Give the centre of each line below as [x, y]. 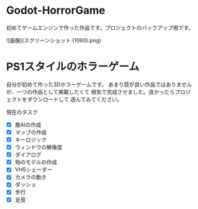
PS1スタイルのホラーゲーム [73, 67]
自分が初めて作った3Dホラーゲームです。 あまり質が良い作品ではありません [99, 84]
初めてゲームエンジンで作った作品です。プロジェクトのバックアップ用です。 [100, 27]
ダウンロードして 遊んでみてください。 [74, 99]
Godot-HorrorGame [56, 10]
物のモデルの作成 [36, 162]
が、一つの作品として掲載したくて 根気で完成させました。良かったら [91, 92]
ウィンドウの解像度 [39, 147]
